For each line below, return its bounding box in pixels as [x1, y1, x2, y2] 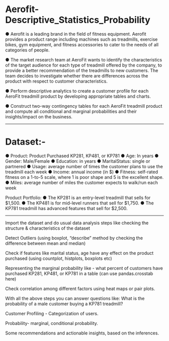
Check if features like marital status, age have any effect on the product [5, 250, 154, 256]
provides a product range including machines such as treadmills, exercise [5, 36, 158, 42]
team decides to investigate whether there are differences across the [5, 73, 148, 79]
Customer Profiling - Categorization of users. [5, 310, 99, 316]
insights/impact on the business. [5, 113, 73, 119]
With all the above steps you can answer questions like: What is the [5, 295, 145, 301]
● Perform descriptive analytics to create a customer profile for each [5, 88, 149, 94]
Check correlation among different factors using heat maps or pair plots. [5, 286, 155, 292]
